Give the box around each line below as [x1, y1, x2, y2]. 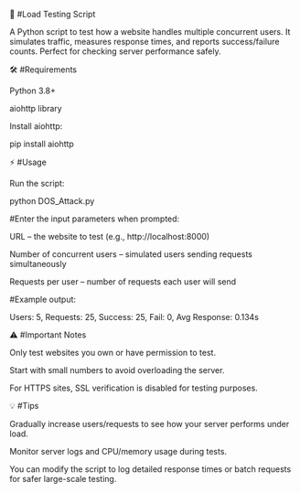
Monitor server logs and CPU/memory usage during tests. [9, 446, 227, 456]
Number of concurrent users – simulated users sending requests [9, 249, 253, 260]
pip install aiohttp [9, 138, 75, 149]
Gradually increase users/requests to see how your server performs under [9, 419, 290, 429]
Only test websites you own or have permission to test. [9, 348, 217, 358]
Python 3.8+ [9, 85, 57, 96]
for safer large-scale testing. [9, 474, 117, 484]
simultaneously [9, 259, 67, 269]
